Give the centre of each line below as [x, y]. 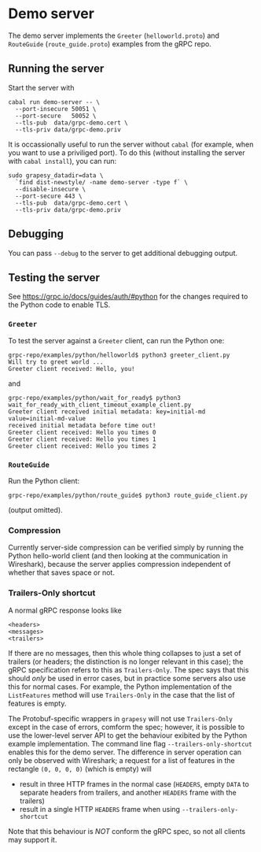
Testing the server [54, 278]
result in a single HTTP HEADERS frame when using [100, 809]
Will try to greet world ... [56, 362]
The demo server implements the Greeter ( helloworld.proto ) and [114, 35]
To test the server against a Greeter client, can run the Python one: [116, 340]
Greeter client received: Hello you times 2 [82, 446]
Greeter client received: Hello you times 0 [82, 432]
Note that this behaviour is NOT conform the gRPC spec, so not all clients [127, 831]
